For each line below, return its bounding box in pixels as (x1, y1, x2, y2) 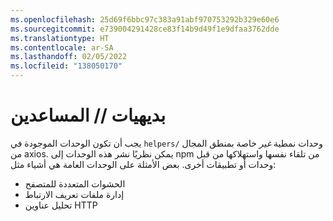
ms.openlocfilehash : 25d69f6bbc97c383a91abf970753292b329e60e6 (10, 14, 280, 25)
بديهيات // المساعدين (10, 104, 167, 127)
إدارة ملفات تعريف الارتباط (24, 188, 125, 200)
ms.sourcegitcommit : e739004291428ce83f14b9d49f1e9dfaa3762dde (10, 24, 280, 34)
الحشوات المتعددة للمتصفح (24, 177, 126, 190)
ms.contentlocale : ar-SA (10, 42, 114, 53)
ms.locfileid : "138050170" (10, 61, 123, 71)
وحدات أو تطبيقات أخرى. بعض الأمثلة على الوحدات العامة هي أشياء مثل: (10, 158, 277, 170)
